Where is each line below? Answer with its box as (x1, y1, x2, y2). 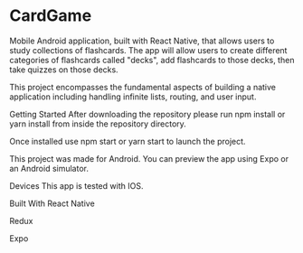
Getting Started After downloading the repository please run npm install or (9, 108, 286, 119)
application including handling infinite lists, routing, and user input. (9, 91, 257, 102)
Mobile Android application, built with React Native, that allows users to (9, 35, 275, 46)
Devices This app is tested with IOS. (9, 180, 144, 191)
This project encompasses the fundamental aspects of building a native (9, 81, 277, 92)
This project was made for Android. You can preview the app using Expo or (9, 153, 289, 164)
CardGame (9, 5, 92, 26)
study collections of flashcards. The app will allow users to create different (9, 44, 288, 55)
